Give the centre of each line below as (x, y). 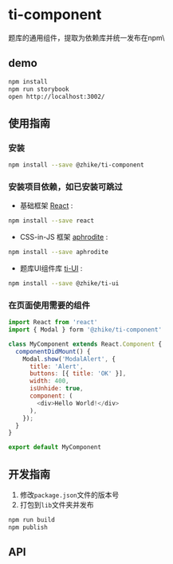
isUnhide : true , (56, 389)
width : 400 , (49, 381)
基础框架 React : (46, 206)
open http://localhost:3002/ (57, 96)
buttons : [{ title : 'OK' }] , (78, 374)
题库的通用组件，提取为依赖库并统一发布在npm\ (86, 37)
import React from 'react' (53, 323)
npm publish (28, 527)
